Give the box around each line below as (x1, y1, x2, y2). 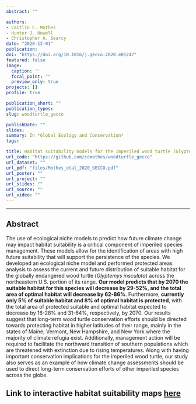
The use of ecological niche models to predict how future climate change (6, 234, 182, 241)
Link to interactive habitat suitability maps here (6, 388, 181, 398)
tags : (6, 138, 19, 144)
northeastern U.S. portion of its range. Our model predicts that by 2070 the (6, 278, 188, 285)
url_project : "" (6, 176, 45, 182)
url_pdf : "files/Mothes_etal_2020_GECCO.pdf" (6, 165, 118, 171)
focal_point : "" (11, 74, 51, 80)
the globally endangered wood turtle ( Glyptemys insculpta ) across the (6, 272, 174, 279)
